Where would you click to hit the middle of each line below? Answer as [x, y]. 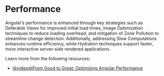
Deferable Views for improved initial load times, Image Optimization [74, 28]
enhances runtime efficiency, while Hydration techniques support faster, [79, 43]
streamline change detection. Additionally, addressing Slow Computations [81, 38]
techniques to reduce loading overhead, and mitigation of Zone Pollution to [82, 33]
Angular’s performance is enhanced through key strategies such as [74, 23]
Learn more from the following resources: [48, 58]
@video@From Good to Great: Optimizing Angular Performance [78, 68]
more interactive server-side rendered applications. [58, 49]
